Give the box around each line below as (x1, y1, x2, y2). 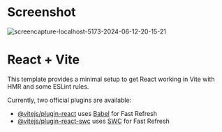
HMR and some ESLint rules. (7, 82, 89, 91)
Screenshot (7, 4, 76, 20)
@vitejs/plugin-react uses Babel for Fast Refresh (17, 109, 158, 117)
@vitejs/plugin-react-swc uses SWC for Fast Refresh (17, 117, 170, 125)
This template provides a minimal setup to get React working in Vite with (7, 75, 215, 83)
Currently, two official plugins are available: (7, 96, 132, 104)
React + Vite (7, 52, 80, 68)
